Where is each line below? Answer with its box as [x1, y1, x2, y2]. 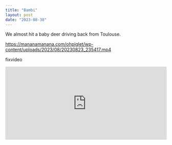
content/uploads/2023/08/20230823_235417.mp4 [5, 47, 112, 53]
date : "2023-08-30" [5, 17, 47, 22]
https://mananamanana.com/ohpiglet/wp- [5, 41, 94, 47]
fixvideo [5, 57, 23, 63]
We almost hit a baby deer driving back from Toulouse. [5, 31, 121, 38]
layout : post [5, 12, 33, 17]
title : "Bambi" [5, 7, 38, 13]
